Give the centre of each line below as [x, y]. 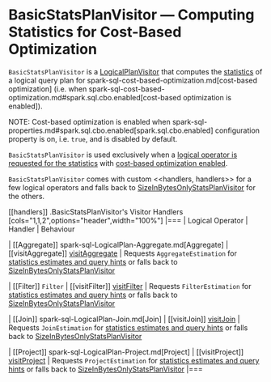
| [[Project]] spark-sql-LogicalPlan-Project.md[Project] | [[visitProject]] [126, 352]
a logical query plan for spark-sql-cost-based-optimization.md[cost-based [133, 80]
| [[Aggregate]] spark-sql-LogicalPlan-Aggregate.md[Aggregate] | [119, 244]
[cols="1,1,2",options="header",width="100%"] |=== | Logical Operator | [128, 220]
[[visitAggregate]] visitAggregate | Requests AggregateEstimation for [123, 253]
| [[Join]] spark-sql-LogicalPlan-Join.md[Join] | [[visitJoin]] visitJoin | [124, 319]
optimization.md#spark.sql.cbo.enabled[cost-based [95, 97]
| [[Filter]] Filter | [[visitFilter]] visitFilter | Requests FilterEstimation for [130, 286]
